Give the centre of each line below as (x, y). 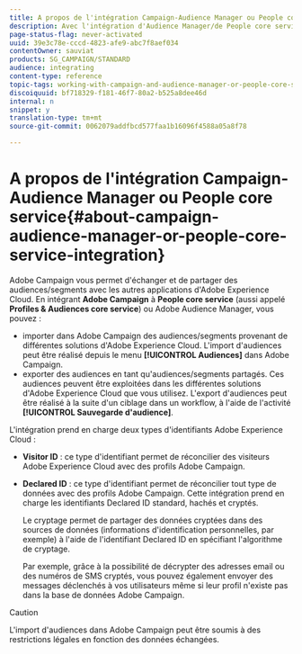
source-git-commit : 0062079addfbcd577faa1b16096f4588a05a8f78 (128, 127)
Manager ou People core (180, 198)
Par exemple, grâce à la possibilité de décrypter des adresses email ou (153, 566)
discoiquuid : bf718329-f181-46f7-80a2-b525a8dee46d (108, 93)
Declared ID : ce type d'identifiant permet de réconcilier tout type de (149, 483)
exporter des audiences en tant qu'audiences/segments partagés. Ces (153, 373)
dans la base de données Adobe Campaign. (103, 595)
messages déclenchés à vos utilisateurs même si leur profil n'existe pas (155, 585)
